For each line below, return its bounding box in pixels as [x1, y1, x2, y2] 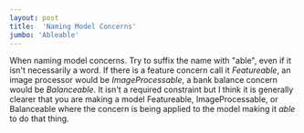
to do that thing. [9, 113, 70, 124]
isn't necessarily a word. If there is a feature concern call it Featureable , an [9, 65, 291, 76]
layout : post [9, 13, 59, 23]
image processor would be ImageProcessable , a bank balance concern [9, 75, 278, 86]
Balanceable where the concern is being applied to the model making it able [9, 104, 296, 115]
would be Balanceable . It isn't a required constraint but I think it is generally [9, 84, 294, 96]
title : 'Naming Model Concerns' [9, 22, 137, 31]
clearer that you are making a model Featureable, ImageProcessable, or [9, 94, 278, 105]
